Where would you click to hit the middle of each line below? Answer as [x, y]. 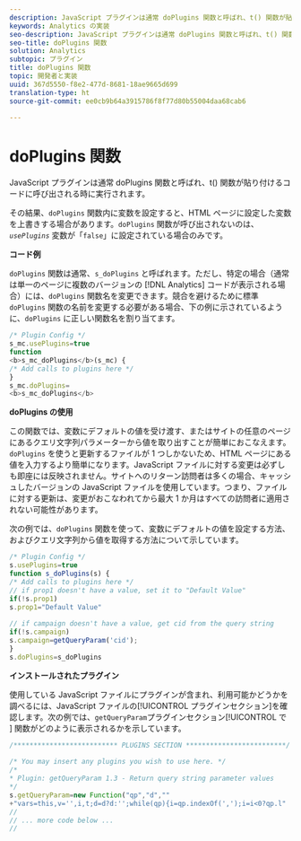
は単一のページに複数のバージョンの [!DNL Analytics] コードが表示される [143, 285]
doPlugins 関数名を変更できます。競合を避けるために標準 [154, 296]
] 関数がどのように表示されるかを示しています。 [98, 728]
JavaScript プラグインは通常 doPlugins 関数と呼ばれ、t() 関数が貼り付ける [146, 183]
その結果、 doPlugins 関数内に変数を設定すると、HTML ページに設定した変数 [150, 213]
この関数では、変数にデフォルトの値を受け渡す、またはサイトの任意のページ [150, 431]
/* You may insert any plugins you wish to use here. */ [118, 762]
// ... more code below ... [62, 820]
